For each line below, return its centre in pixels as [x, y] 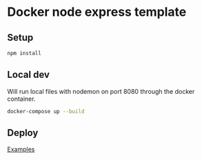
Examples [21, 150]
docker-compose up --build [46, 111]
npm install [24, 53]
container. [21, 99]
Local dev [29, 75]
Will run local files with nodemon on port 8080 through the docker [101, 91]
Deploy [23, 133]
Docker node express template [97, 12]
